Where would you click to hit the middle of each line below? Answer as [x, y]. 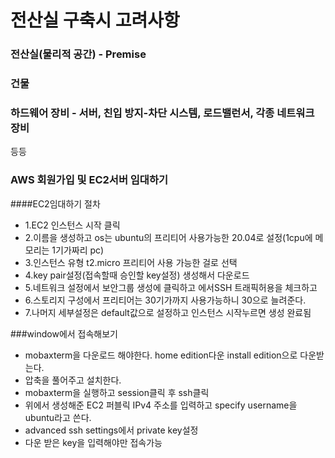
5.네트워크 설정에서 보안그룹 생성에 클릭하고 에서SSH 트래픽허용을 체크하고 [171, 287]
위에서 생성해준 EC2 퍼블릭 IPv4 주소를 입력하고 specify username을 [161, 405]
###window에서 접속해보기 [64, 333]
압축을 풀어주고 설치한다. [73, 380]
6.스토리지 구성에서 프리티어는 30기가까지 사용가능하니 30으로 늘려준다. [165, 300]
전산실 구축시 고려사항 [95, 20]
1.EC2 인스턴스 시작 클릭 [72, 225]
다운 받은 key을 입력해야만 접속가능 [93, 442]
